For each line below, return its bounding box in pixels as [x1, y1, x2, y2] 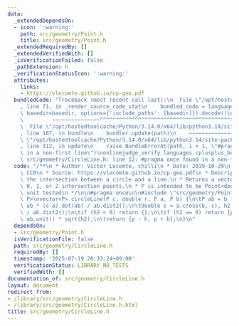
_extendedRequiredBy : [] [14, 43, 87, 51]
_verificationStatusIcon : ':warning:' [14, 70, 129, 77]
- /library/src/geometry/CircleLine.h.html [7, 302, 139, 309]
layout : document [7, 282, 59, 289]
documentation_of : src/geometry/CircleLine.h [7, 275, 144, 282]
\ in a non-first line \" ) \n [20, 149, 103, 157]
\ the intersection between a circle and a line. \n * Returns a [20, 176, 215, 183]
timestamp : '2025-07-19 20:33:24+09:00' [14, 256, 135, 263]
